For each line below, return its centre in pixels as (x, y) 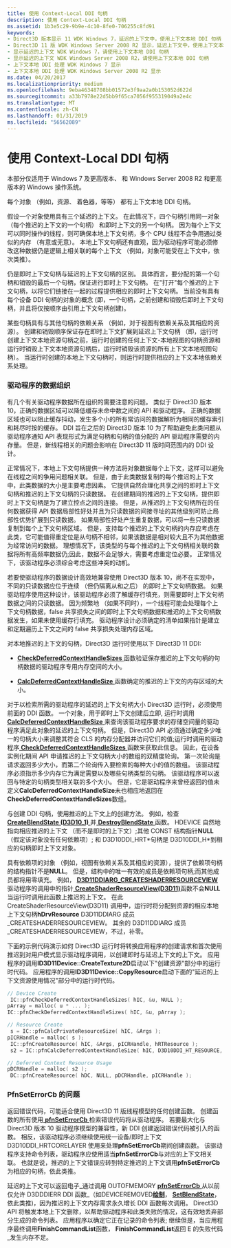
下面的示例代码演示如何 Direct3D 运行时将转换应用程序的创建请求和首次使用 (114, 945)
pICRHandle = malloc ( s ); (46, 1038)
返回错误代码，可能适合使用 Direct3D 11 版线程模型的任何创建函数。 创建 (110, 1110)
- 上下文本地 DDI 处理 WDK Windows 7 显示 (64, 65)
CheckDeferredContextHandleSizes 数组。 (69, 799)
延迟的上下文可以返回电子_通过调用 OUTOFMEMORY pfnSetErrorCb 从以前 (113, 1185)
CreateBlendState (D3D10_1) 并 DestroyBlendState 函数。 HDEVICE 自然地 (114, 822)
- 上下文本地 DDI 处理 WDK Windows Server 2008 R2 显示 (84, 71)
